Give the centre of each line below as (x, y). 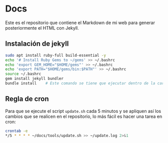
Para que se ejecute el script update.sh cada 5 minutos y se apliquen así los (83, 111)
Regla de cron (27, 99)
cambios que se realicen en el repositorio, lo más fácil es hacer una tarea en (84, 116)
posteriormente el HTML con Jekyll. (42, 28)
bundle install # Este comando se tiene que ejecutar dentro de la (80, 83)
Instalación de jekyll (37, 44)
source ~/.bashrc (23, 74)
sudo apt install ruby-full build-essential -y (56, 55)
